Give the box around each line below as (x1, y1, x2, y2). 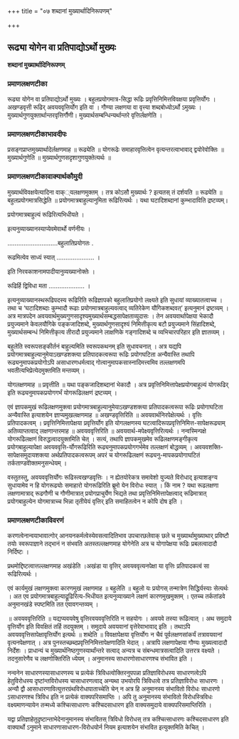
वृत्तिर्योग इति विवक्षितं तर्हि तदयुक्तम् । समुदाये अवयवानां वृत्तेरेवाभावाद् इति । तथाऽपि (7, 622, 191, 631)
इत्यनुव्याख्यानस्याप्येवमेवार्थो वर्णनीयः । (7, 224, 91, 233)
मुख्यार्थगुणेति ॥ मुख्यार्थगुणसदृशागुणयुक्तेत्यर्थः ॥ (7, 153, 112, 162)
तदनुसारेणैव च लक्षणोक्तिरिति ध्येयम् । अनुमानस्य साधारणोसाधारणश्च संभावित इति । (7, 654, 193, 663)
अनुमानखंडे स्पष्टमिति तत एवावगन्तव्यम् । (7, 600, 99, 609)
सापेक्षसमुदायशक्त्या (7, 450, 50, 459)
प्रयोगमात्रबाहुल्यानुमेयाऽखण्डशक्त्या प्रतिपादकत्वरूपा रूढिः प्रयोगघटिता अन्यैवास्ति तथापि (7, 350, 195, 358)
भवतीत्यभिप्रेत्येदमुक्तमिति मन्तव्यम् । (7, 366, 85, 374)
